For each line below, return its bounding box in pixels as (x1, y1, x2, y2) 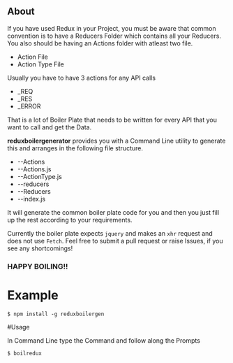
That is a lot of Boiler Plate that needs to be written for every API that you (7, 115, 218, 124)
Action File (17, 52, 49, 61)
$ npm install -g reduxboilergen (7, 311, 105, 318)
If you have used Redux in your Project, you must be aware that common (7, 24, 216, 32)
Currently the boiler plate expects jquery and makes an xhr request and (7, 229, 213, 237)
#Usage (7, 322, 30, 331)
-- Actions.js (17, 164, 52, 173)
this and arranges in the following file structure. (7, 143, 144, 152)
